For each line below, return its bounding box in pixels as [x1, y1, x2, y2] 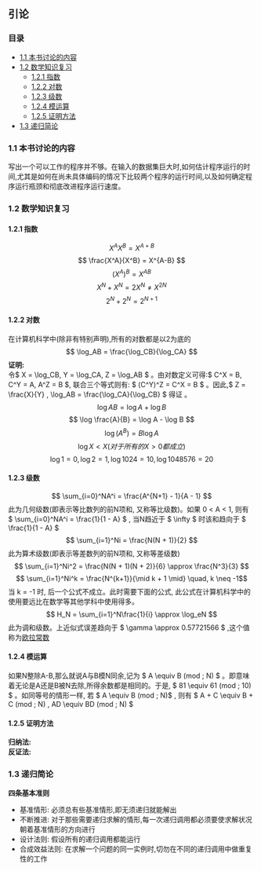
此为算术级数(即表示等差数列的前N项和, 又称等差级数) [8, 548, 180, 558]
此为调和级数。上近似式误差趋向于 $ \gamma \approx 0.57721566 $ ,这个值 [8, 623, 250, 632]
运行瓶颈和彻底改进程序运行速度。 [14, 181, 125, 191]
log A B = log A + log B [96, 402, 167, 412]
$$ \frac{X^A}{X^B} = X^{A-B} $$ [78, 255, 186, 265]
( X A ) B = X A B [112, 268, 151, 279]
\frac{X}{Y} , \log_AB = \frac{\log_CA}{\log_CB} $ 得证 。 [8, 390, 192, 399]
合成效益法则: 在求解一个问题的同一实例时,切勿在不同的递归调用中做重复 [19, 844, 252, 854]
